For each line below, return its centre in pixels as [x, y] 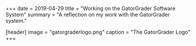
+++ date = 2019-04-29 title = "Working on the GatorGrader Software [91, 8]
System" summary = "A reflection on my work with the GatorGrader [88, 15]
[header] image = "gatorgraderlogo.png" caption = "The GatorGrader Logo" [98, 32]
